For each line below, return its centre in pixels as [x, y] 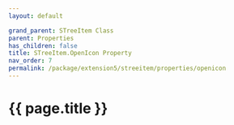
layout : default [36, 16]
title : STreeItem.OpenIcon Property [70, 54]
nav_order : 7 [30, 61]
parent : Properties [41, 38]
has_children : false [43, 45]
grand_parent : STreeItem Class [61, 30]
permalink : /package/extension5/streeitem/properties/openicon [117, 69]
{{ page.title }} [58, 108]
